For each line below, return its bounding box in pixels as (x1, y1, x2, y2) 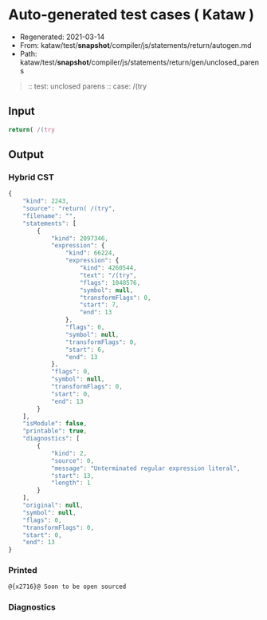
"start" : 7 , (79, 301, 120, 309)
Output (8, 148, 44, 161)
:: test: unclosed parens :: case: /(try (27, 81, 147, 91)
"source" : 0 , (50, 456, 94, 464)
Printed (8, 565, 37, 576)
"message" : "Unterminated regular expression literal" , (50, 464, 241, 472)
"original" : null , (22, 501, 84, 510)
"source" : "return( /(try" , (22, 205, 116, 213)
